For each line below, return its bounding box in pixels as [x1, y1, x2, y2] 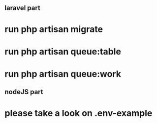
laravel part [4, 4, 40, 12]
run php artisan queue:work [4, 68, 122, 79]
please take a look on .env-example [4, 107, 153, 119]
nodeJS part [4, 88, 43, 96]
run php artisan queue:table [4, 46, 122, 57]
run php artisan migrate [4, 24, 103, 35]
